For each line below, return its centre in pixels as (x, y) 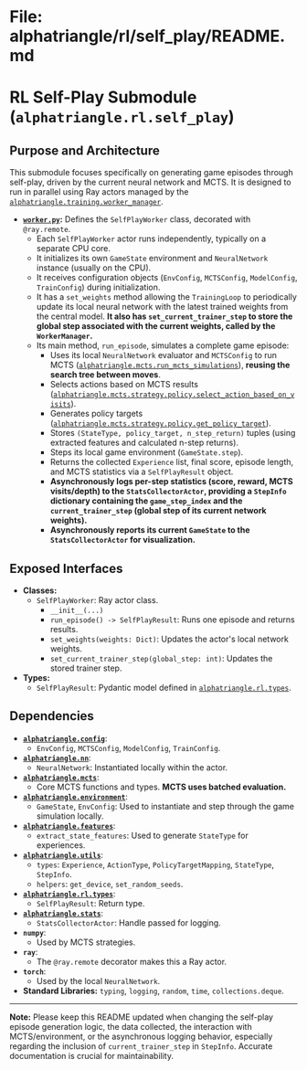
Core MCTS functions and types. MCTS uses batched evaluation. (161, 787)
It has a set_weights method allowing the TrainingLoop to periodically (166, 297)
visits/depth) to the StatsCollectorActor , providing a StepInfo (168, 492)
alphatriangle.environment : (75, 796)
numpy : (34, 932)
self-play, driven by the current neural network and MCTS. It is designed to (150, 182)
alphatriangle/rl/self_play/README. (148, 36)
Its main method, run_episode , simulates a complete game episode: (163, 345)
